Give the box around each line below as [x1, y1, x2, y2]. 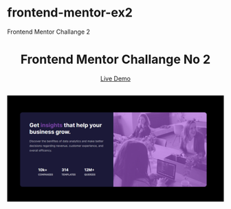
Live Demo [100, 74, 131, 82]
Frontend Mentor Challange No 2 [20, 52, 211, 67]
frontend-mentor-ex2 [7, 5, 133, 21]
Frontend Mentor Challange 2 [7, 27, 91, 36]
